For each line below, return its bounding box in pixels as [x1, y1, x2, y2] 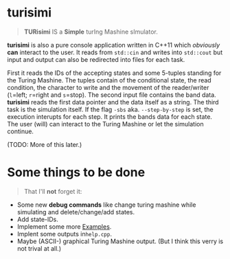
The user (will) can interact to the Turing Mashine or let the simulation [7, 120, 204, 128]
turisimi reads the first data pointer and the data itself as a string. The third [7, 98, 219, 106]
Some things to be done [7, 165, 146, 180]
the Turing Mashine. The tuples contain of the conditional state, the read [7, 76, 211, 84]
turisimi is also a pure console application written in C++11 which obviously [7, 41, 220, 49]
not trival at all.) [16, 244, 62, 252]
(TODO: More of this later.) [7, 140, 82, 148]
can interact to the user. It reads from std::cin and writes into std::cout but [7, 48, 223, 56]
